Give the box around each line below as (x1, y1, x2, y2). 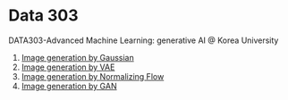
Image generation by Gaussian (21, 52, 135, 62)
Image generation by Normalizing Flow (21, 71, 165, 81)
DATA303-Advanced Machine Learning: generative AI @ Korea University (8, 35, 279, 46)
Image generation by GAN (21, 80, 117, 91)
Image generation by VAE (21, 62, 115, 72)
